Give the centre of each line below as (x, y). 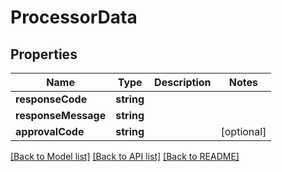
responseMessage (61, 115)
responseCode (51, 99)
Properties (44, 54)
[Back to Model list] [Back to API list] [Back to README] (125, 156)
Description (183, 82)
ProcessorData (74, 17)
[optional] (243, 131)
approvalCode (50, 131)
